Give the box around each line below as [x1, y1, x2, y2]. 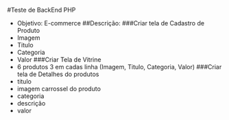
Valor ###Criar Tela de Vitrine [16, 56, 101, 64]
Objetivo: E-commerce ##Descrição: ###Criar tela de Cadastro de [16, 19, 204, 27]
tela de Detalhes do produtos [16, 70, 99, 78]
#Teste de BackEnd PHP [7, 6, 76, 14]
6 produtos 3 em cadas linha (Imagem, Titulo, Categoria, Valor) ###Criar [16, 63, 222, 71]
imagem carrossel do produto [16, 85, 101, 93]
